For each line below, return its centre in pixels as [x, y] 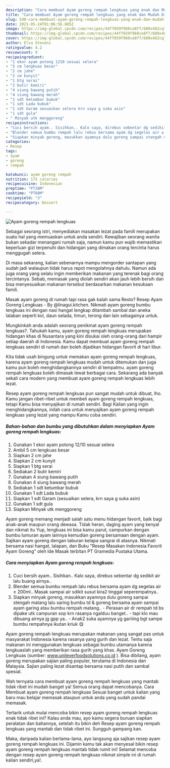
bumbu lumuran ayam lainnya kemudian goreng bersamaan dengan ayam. [83, 535]
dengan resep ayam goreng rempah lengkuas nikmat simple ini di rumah [81, 754]
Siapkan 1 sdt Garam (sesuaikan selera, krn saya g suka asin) [76, 498]
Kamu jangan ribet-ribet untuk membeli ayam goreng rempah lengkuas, [80, 398]
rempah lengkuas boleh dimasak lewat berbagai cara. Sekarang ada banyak [84, 373]
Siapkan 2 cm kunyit [34, 461]
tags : [11, 151]
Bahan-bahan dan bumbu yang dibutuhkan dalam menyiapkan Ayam [80, 426]
